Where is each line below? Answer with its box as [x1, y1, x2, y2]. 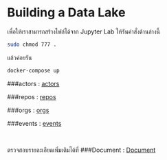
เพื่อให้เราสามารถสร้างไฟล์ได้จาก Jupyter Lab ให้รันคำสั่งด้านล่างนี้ [7, 27, 160, 36]
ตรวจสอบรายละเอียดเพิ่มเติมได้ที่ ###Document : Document [7, 146, 156, 154]
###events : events [7, 119, 62, 127]
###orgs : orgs [7, 106, 49, 114]
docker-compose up [7, 67, 60, 74]
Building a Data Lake [7, 5, 126, 21]
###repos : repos [7, 92, 56, 101]
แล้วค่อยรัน [7, 53, 32, 62]
